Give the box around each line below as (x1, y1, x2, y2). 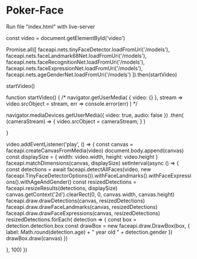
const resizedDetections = (72, 178, 137, 185)
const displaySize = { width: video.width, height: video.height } (6, 153, 158, 160)
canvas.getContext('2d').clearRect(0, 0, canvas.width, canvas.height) (6, 191, 175, 198)
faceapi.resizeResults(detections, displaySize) (6, 184, 118, 192)
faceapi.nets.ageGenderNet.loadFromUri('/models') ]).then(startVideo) (6, 71, 178, 78)
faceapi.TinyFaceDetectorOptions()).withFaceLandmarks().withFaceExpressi (6, 172, 192, 179)
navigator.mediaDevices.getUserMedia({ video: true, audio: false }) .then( (6, 112, 184, 119)
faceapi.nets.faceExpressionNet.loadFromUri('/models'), (6, 64, 143, 71)
